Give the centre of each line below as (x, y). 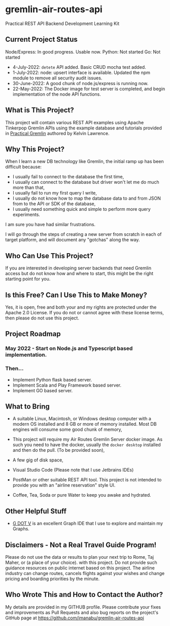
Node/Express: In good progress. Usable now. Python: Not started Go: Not (83, 51)
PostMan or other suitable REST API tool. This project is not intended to (87, 480)
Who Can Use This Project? (49, 256)
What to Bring (27, 406)
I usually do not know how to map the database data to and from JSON (87, 198)
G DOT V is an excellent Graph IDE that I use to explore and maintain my (88, 524)
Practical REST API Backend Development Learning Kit (62, 23)
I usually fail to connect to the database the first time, (68, 177)
